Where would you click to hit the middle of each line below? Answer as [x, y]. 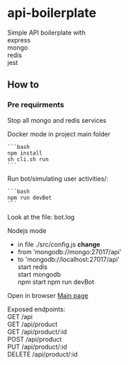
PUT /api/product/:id [37, 347]
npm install [25, 153]
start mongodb [39, 274]
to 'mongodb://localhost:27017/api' [69, 259]
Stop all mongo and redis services [57, 120]
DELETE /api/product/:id [42, 354]
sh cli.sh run [28, 159]
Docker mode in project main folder [59, 134]
